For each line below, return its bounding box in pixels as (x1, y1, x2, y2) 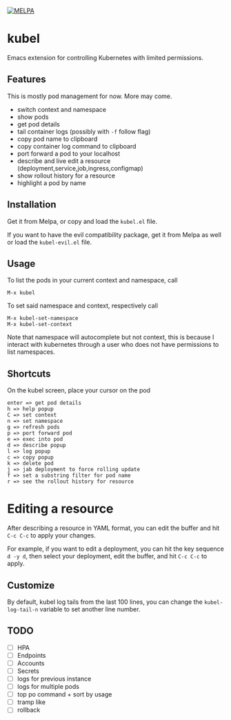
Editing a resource (7, 501, 114, 517)
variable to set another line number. (39, 605, 141, 613)
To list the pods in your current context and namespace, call (7, 276, 178, 285)
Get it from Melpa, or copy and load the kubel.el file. (7, 217, 157, 225)
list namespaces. (7, 348, 55, 356)
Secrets (17, 667, 39, 675)
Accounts (17, 659, 45, 667)
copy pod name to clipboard (17, 135, 98, 143)
